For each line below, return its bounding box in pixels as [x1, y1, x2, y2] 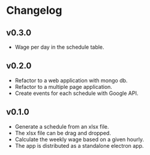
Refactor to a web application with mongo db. [14, 76, 128, 84]
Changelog [6, 4, 62, 17]
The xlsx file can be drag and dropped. [14, 129, 111, 136]
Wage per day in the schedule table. [14, 43, 104, 50]
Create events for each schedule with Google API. [14, 90, 139, 97]
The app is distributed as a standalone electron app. [14, 142, 144, 149]
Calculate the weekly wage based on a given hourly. [14, 136, 144, 143]
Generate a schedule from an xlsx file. [14, 123, 109, 130]
